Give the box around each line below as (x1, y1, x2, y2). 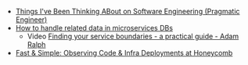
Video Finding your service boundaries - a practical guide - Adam (27, 31, 239, 41)
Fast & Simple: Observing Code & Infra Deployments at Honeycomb (15, 49, 233, 57)
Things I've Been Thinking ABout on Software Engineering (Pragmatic (15, 7, 240, 16)
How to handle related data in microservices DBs (15, 23, 174, 32)
